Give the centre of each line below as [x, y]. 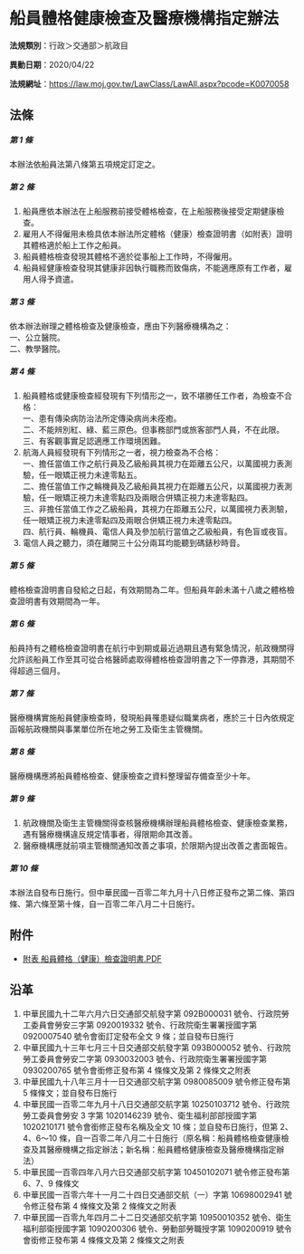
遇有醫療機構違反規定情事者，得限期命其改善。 [109, 835]
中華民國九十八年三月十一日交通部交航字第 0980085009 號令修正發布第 [157, 1081]
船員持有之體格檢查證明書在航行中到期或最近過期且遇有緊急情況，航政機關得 [152, 648]
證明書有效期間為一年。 [61, 601]
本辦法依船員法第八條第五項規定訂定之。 [85, 165]
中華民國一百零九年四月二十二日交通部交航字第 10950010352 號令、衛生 [157, 1217]
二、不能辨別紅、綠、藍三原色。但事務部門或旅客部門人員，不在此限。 [153, 430]
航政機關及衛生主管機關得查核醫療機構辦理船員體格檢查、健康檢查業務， [157, 823]
